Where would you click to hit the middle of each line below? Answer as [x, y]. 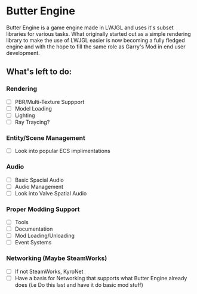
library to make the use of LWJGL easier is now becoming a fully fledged [96, 40]
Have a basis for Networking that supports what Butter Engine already [101, 278]
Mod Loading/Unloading [44, 236]
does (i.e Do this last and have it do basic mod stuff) [79, 284]
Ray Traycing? [32, 122]
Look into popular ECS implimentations [62, 151]
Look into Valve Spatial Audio [51, 193]
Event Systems [33, 243]
